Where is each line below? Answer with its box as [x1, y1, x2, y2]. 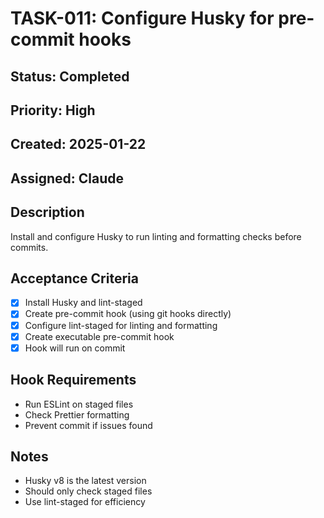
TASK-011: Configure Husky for [10, 7, 275, 30]
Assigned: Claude [10, 170, 124, 187]
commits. [10, 241, 49, 253]
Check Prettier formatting [24, 408, 130, 421]
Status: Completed [10, 68, 130, 85]
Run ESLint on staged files [24, 398, 134, 410]
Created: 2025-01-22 [10, 136, 147, 153]
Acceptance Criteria [10, 270, 139, 287]
